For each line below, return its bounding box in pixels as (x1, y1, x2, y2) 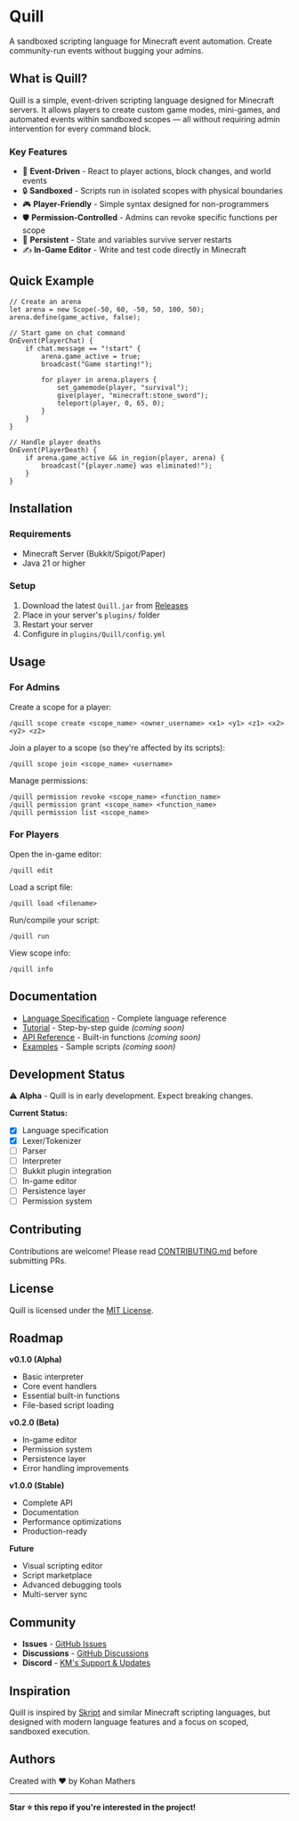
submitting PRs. (9, 1255, 67, 1266)
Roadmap (9, 1330, 64, 1345)
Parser (21, 1145, 47, 1156)
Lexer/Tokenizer (21, 1135, 82, 1146)
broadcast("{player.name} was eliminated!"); (41, 461, 214, 470)
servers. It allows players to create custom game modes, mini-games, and (9, 104, 280, 115)
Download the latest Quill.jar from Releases (21, 600, 189, 610)
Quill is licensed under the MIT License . (9, 1304, 154, 1315)
